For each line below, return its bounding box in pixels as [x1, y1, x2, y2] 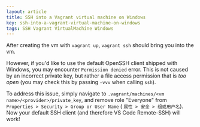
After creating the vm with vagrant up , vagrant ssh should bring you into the [6, 42, 195, 49]
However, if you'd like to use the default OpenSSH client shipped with [6, 60, 178, 67]
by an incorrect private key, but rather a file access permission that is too [6, 72, 187, 79]
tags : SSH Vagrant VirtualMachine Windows [6, 25, 114, 32]
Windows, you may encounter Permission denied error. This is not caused [6, 66, 189, 73]
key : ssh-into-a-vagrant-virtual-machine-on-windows [6, 20, 141, 26]
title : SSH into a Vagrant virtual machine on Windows [6, 14, 146, 20]
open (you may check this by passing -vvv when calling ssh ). [6, 79, 156, 86]
